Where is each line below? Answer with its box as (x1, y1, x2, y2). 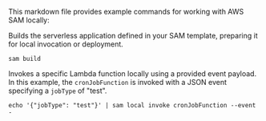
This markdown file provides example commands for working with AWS (8, 7, 244, 16)
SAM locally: (8, 15, 50, 25)
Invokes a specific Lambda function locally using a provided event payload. (8, 69, 257, 79)
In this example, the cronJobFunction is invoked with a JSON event (8, 78, 227, 87)
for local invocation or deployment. (8, 39, 124, 49)
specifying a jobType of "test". (8, 86, 107, 95)
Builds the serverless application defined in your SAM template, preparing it (8, 31, 258, 40)
